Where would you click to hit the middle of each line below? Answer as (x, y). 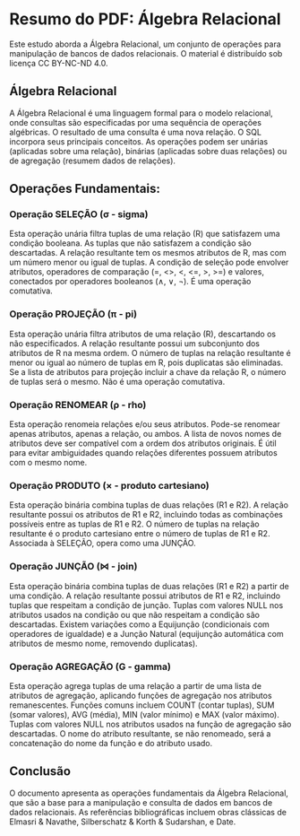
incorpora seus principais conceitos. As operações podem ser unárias (139, 141)
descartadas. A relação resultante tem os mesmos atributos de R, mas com (148, 253)
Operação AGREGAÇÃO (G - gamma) (90, 666)
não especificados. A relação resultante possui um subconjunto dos (135, 343)
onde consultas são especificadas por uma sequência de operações (136, 122)
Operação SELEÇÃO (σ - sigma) (79, 214)
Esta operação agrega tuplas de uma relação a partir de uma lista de (136, 685)
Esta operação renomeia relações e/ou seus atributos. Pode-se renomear (145, 424)
